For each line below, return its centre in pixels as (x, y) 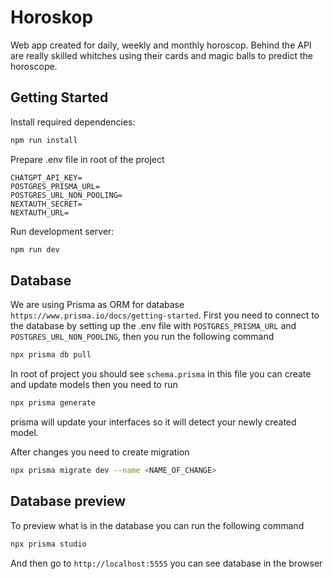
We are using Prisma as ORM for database (97, 305)
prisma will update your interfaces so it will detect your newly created (153, 422)
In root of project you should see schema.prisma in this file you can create (161, 374)
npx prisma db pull (51, 355)
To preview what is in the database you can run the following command (157, 525)
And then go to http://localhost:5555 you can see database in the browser (166, 563)
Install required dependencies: (73, 122)
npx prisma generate (53, 403)
